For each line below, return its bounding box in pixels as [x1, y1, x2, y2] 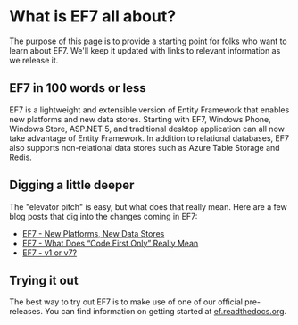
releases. [9, 306, 43, 317]
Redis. [9, 152, 33, 162]
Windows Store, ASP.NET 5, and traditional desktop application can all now [9, 123, 286, 134]
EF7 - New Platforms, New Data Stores [21, 228, 165, 238]
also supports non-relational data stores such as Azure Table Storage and [9, 142, 280, 153]
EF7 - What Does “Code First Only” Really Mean [21, 237, 199, 248]
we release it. [9, 54, 59, 65]
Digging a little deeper [9, 178, 135, 193]
